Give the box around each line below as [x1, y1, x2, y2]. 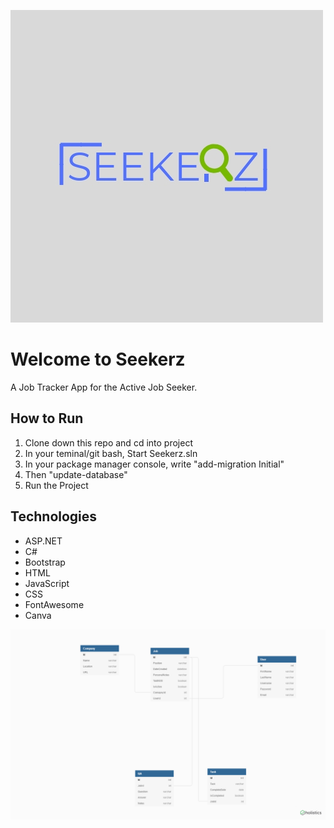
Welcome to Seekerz [10, 348, 186, 371]
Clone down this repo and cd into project [24, 436, 193, 449]
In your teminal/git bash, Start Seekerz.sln [24, 447, 198, 459]
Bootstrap [24, 556, 66, 568]
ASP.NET [24, 535, 63, 547]
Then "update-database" [24, 468, 128, 480]
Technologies [10, 508, 98, 525]
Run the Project [24, 479, 89, 491]
